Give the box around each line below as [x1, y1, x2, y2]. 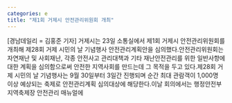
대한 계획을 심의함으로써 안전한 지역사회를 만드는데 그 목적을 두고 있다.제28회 [7, 62, 216, 71]
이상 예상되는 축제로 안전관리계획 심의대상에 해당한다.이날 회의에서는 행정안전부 [7, 79, 222, 88]
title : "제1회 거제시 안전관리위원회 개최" [7, 17, 114, 24]
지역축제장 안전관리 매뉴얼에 [7, 88, 84, 97]
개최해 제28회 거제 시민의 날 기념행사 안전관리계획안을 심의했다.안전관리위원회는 [7, 45, 224, 53]
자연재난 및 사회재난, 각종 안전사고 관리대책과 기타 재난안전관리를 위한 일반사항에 [7, 53, 226, 62]
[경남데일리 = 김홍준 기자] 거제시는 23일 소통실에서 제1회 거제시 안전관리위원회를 [7, 36, 225, 45]
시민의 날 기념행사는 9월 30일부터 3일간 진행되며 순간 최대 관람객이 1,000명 [14, 71, 219, 79]
